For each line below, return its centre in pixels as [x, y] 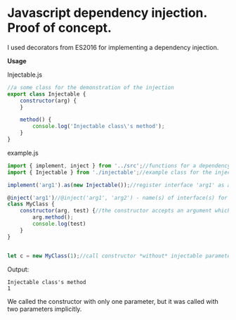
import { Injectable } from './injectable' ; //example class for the [110, 172]
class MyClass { [31, 204]
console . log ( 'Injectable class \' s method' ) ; [99, 127]
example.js [23, 153]
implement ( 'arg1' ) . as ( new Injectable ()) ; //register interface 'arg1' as [116, 185]
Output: [18, 269]
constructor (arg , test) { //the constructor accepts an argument [116, 211]
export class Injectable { [47, 94]
